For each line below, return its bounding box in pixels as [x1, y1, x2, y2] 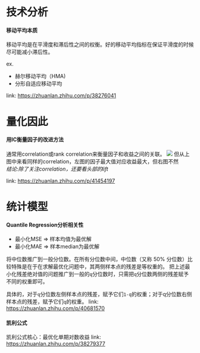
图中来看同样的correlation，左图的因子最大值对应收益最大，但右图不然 [6, 157, 179, 165]
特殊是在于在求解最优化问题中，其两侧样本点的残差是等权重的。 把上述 [11, 263, 185, 270]
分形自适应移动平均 [14, 80, 62, 87]
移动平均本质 [6, 26, 37, 33]
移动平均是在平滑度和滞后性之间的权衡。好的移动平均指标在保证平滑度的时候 [6, 41, 194, 48]
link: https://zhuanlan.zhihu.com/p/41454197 [6, 177, 115, 184]
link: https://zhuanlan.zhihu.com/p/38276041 [6, 92, 117, 99]
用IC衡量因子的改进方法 [6, 136, 64, 143]
